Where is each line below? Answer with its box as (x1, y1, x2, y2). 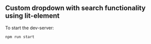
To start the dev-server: (5, 25, 54, 31)
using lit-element (5, 12, 60, 20)
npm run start (5, 34, 35, 39)
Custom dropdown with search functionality (5, 4, 146, 12)
